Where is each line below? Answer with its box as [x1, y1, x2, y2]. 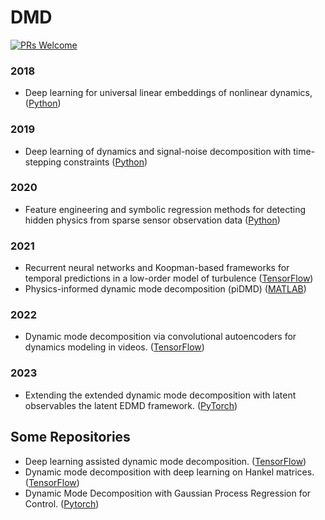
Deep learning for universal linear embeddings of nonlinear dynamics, [24, 87, 313, 99]
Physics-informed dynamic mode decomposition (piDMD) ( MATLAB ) [24, 283, 307, 295]
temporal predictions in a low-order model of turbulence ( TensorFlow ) [24, 272, 314, 285]
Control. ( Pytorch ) [24, 497, 100, 510]
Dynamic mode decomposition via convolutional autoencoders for [24, 331, 297, 343]
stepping [24, 156, 62, 168]
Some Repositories [10, 429, 131, 446]
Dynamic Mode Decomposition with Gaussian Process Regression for [24, 487, 312, 499]
